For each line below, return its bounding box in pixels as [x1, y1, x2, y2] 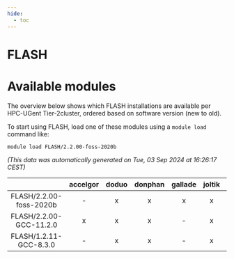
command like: [7, 129, 49, 138]
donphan [134, 179, 165, 189]
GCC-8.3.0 [17, 240, 56, 249]
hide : [7, 10, 23, 17]
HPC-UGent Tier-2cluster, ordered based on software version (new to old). [7, 109, 221, 117]
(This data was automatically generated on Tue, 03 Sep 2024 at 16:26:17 [7, 155, 217, 164]
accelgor [68, 179, 100, 189]
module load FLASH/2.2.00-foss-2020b [7, 143, 117, 150]
